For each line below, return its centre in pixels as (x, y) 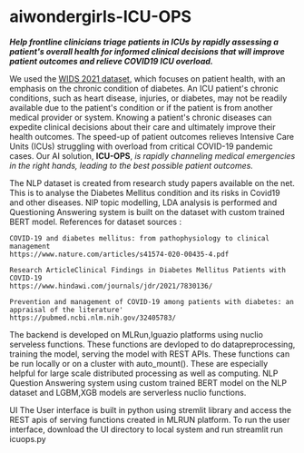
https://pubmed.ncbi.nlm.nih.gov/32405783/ (93, 318)
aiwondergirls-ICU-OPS (101, 17)
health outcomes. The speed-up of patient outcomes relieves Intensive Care (152, 136)
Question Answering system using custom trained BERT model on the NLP (148, 382)
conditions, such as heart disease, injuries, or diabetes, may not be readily (148, 98)
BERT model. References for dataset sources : (96, 222)
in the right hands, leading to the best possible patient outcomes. (132, 165)
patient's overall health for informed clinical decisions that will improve (147, 51)
